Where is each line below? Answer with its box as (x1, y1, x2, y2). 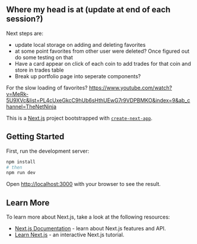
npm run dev (6, 170, 36, 176)
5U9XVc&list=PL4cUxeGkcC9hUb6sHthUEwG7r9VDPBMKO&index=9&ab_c (6, 97, 190, 104)
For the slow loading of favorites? (6, 84, 88, 91)
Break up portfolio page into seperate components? (14, 72, 141, 79)
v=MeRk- (6, 90, 28, 97)
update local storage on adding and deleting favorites (14, 41, 146, 48)
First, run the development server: (6, 147, 90, 155)
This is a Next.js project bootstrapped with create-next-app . (6, 114, 153, 121)
